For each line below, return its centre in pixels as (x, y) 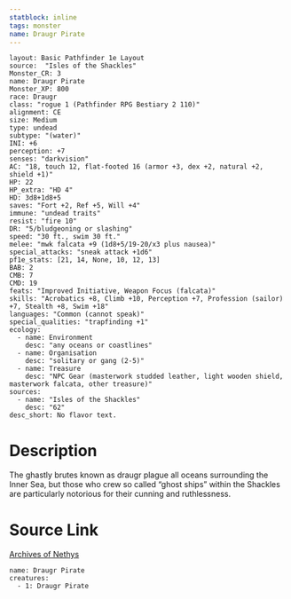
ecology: (25, 330)
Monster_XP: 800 (39, 90)
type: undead (33, 128)
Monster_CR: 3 (35, 74)
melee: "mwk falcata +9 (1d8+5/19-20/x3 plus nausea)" (113, 245)
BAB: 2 (21, 268)
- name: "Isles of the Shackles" (79, 400)
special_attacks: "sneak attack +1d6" (81, 252)
